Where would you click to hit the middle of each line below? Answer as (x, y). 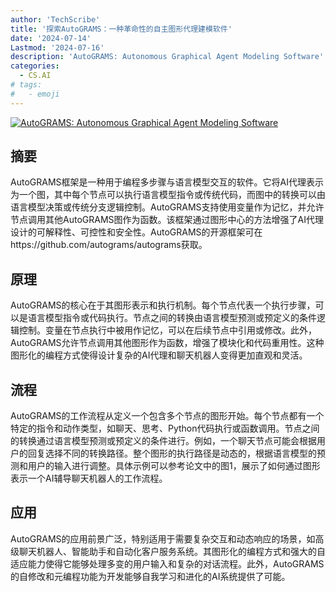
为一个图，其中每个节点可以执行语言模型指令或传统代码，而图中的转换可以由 (168, 195)
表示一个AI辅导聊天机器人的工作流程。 (89, 478)
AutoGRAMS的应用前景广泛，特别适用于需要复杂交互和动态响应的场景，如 (163, 538)
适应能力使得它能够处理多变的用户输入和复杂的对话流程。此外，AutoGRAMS (167, 563)
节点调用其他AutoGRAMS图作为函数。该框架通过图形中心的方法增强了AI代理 (167, 220)
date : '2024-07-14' (51, 38)
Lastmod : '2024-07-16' (57, 47)
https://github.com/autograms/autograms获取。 (109, 245)
